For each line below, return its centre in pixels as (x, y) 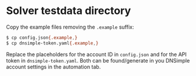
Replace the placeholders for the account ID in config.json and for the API (97, 54)
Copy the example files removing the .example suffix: (70, 27)
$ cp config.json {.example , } (42, 37)
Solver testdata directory (69, 11)
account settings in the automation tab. (54, 67)
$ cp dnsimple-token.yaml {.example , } (52, 43)
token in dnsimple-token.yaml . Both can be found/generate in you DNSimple (98, 60)
